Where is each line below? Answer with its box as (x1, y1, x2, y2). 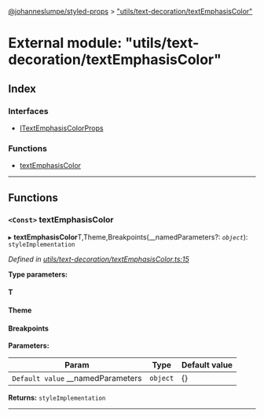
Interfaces (8, 105, 49, 116)
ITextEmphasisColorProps (19, 123, 104, 133)
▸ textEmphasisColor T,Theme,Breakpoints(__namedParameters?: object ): (8, 232, 248, 242)
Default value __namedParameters (12, 373, 142, 384)
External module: (8, 35, 123, 52)
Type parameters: (8, 269, 68, 279)
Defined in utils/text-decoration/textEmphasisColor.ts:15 (8, 254, 190, 264)
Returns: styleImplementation (8, 393, 106, 403)
